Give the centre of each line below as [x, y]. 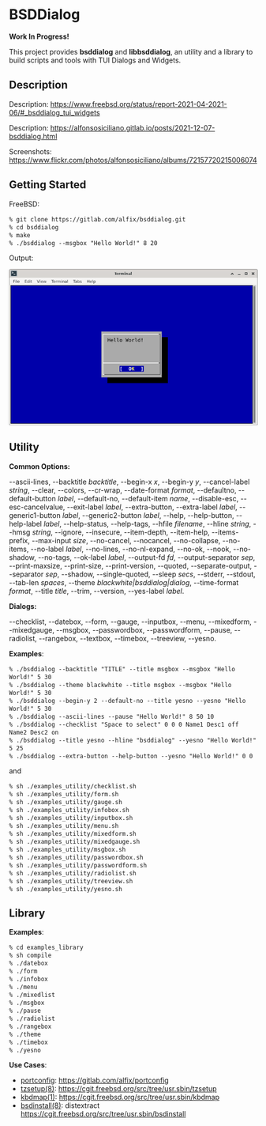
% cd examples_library [46, 948]
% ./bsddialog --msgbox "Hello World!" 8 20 [83, 243]
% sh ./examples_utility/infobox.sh [69, 810]
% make [20, 235]
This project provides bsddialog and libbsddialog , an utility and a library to [131, 51]
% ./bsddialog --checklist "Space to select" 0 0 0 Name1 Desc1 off [124, 724]
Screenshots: [30, 151]
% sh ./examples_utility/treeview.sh [71, 881]
